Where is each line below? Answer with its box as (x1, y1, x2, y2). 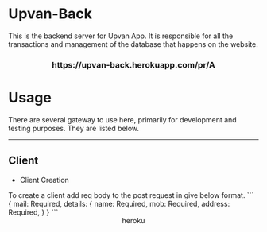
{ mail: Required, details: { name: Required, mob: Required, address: (8, 199, 230, 208)
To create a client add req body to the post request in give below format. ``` (8, 190, 254, 199)
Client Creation (19, 175, 69, 184)
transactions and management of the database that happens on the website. (8, 39, 258, 48)
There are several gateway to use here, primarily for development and (8, 114, 237, 124)
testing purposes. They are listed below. (8, 123, 139, 133)
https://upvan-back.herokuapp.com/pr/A (51, 59, 216, 70)
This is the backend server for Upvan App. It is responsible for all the (8, 31, 234, 41)
